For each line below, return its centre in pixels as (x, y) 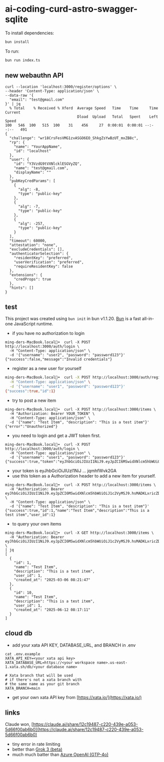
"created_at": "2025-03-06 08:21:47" (52, 580)
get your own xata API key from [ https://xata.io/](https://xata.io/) (77, 697)
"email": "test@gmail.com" (37, 99)
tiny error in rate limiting (36, 744)
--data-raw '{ (20, 95)
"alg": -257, (31, 223)
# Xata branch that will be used (39, 675)
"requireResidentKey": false (43, 266)
